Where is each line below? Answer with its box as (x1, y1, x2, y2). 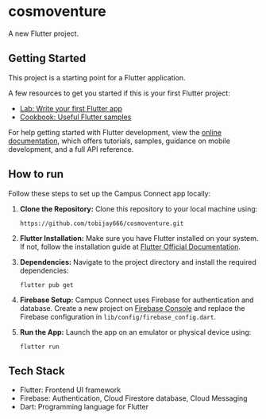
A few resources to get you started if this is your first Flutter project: (8, 88, 230, 98)
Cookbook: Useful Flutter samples (19, 112, 132, 122)
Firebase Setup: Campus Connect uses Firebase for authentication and (19, 295, 254, 305)
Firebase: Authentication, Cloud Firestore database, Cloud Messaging (19, 394, 248, 403)
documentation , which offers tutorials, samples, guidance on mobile (8, 136, 230, 145)
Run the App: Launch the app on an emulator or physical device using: (19, 327, 252, 336)
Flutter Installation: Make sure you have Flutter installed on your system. (19, 233, 259, 242)
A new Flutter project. (8, 29, 79, 38)
